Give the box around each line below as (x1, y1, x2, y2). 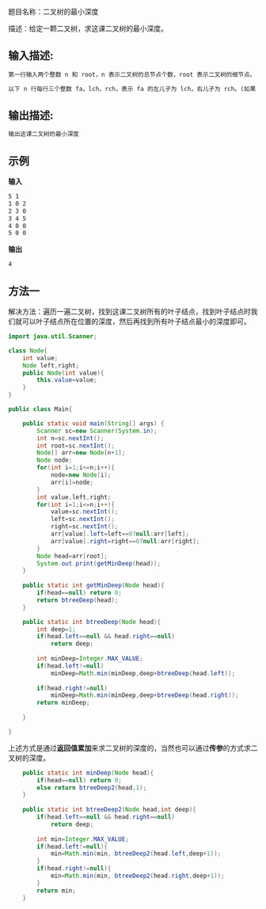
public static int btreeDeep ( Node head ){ (22, 618, 161, 626)
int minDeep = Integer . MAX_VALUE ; (36, 655, 144, 663)
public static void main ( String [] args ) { (22, 419, 165, 428)
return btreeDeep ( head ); (36, 596, 119, 604)
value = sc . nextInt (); (50, 508, 119, 516)
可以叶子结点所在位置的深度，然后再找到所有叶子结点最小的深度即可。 (21, 317, 251, 326)
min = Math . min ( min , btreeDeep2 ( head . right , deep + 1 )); (50, 872, 225, 880)
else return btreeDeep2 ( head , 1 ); (36, 783, 147, 792)
